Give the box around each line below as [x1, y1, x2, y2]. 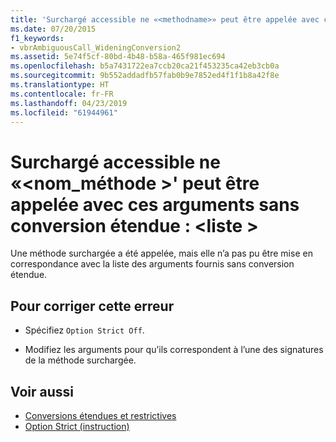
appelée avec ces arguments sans [10, 193, 300, 216]
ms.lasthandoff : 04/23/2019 [10, 98, 128, 108]
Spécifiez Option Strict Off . [24, 324, 145, 336]
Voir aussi [10, 383, 74, 400]
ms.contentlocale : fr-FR [10, 89, 114, 99]
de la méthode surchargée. [24, 354, 137, 366]
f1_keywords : [10, 33, 65, 43]
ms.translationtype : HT [10, 80, 110, 90]
